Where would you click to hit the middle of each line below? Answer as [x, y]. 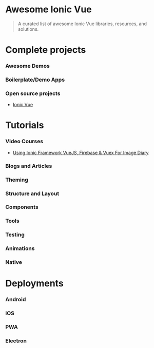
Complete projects [46, 50]
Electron [16, 341]
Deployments [35, 284]
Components [22, 207]
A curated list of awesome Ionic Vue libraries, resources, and [82, 24]
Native [14, 262]
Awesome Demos [27, 66]
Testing [15, 235]
